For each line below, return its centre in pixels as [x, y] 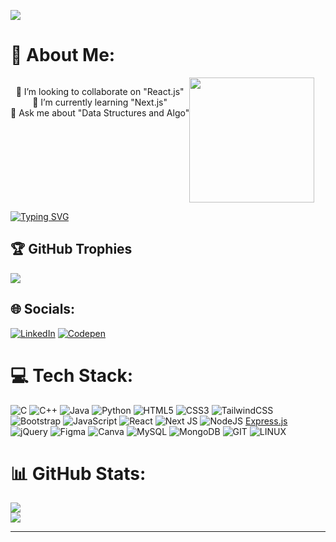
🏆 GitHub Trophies [71, 249]
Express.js [266, 421]
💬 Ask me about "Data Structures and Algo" [100, 112]
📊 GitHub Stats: [78, 473]
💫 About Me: [63, 55]
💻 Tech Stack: [72, 375]
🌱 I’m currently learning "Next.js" [100, 102]
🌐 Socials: [43, 309]
